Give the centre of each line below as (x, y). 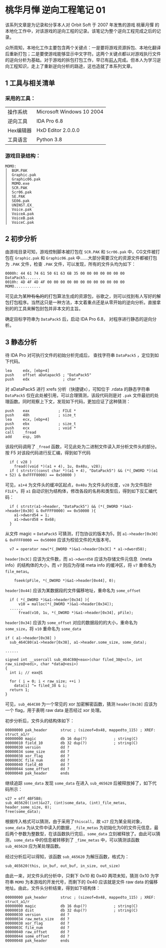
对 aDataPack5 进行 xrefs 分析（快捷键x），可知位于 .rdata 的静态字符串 (78, 389)
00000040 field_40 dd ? (37, 764)
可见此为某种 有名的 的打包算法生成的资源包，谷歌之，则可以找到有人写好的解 (83, 296)
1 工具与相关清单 (30, 83)
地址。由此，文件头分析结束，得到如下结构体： (53, 888)
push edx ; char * (43, 379)
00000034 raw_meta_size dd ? (37, 919)
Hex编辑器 (20, 130)
